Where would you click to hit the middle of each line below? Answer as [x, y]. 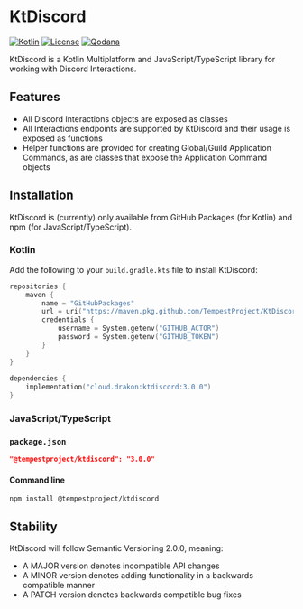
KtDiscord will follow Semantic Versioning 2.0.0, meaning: [116, 548]
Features [35, 97]
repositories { [38, 286]
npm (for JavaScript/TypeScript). [71, 227]
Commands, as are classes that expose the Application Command [145, 157]
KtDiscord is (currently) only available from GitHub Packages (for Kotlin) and [151, 217]
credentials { [68, 320]
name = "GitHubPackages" [88, 303]
